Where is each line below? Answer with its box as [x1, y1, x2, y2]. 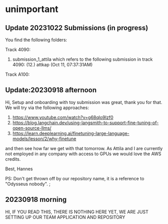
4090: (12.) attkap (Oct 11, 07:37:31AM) [12, 62, 93, 67]
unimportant [5, 4, 59, 15]
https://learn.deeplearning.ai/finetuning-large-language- [12, 130, 129, 136]
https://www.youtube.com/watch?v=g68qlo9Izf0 [12, 114, 114, 120]
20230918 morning [5, 195, 67, 204]
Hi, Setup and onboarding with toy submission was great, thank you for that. [5, 99, 162, 105]
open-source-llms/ [12, 125, 52, 131]
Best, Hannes [5, 166, 33, 172]
